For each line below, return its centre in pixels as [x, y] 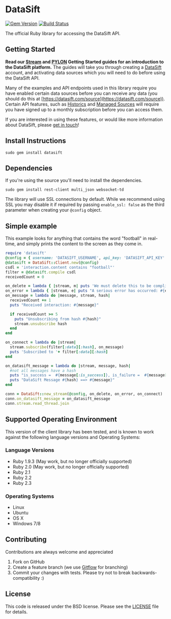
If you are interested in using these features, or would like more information [84, 119]
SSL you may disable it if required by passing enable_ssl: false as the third [85, 204]
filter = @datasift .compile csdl [41, 272]
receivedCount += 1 [31, 300]
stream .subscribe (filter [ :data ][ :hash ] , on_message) [67, 347]
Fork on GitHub [28, 561]
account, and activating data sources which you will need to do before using [85, 72]
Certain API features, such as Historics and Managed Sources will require [82, 104]
